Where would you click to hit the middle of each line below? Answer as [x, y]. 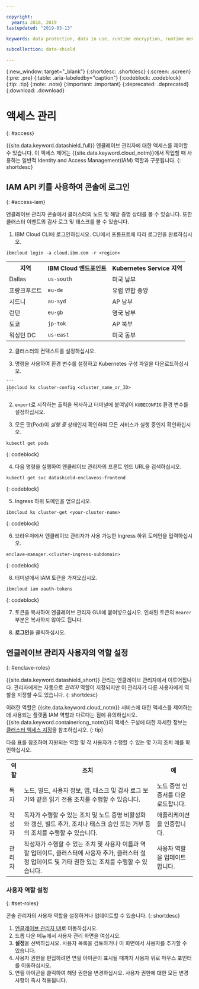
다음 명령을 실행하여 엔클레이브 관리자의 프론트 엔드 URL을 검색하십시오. [98, 466]
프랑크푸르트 [26, 290]
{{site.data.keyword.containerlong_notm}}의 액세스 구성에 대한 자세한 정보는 [97, 722]
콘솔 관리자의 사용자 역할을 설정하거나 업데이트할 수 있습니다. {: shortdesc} [93, 915]
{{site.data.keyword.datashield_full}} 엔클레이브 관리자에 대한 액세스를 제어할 [97, 146]
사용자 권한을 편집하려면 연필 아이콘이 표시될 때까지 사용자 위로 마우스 [95, 957]
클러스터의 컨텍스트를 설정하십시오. [55, 351]
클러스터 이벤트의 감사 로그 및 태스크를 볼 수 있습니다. [68, 221]
